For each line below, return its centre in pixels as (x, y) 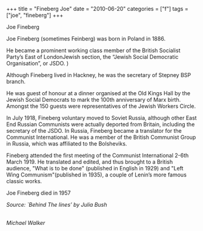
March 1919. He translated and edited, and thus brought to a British (90, 162)
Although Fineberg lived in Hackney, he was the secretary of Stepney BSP (99, 75)
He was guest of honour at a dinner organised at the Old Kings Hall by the (98, 93)
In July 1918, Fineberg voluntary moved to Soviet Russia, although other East (101, 118)
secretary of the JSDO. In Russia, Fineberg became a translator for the (94, 131)
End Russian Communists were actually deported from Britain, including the (101, 124)
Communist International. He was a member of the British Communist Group (101, 137)
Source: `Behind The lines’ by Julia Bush (57, 205)
